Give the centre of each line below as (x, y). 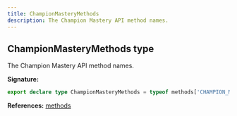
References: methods (39, 105)
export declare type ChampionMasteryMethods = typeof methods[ (102, 92)
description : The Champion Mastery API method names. (88, 20)
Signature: (23, 79)
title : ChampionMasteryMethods (53, 14)
